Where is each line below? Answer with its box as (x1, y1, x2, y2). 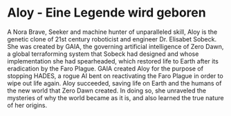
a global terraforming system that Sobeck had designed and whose (7, 50, 199, 58)
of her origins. (7, 101, 48, 109)
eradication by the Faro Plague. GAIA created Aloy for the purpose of (7, 64, 204, 72)
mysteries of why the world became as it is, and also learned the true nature (7, 93, 224, 101)
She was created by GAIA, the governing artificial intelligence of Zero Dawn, (7, 42, 224, 50)
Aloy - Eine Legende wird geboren (7, 5, 206, 21)
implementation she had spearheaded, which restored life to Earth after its (7, 57, 219, 65)
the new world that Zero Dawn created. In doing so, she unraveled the (7, 86, 207, 95)
